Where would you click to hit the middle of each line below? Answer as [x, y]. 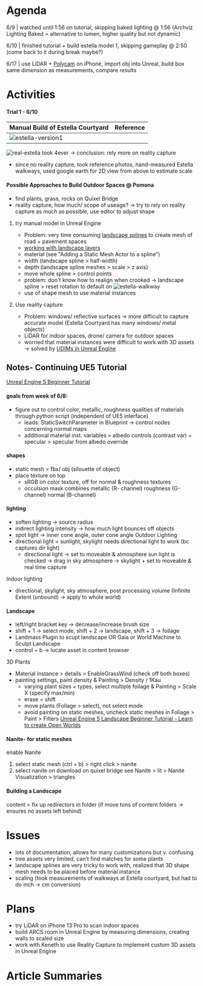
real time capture [45, 567]
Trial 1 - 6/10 [22, 112]
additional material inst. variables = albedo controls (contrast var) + [108, 435]
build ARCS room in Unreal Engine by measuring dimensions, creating [102, 932]
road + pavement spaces [55, 241]
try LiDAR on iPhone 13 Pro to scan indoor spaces [77, 925]
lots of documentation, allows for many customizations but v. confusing [104, 852]
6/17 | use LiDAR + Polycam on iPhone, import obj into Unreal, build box [95, 64]
